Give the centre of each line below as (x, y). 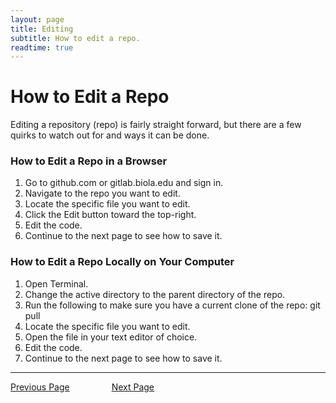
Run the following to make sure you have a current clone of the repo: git (172, 305)
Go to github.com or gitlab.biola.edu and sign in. (124, 183)
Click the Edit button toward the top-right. (110, 215)
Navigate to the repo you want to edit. (102, 193)
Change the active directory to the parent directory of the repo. (155, 294)
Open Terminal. (56, 283)
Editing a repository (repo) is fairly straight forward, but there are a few (156, 125)
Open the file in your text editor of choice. (111, 337)
